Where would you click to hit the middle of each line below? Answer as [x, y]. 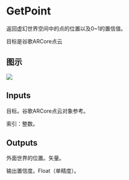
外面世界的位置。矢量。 [35, 158]
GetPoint [29, 11]
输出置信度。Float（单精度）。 [43, 171]
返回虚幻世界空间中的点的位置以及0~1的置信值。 [66, 28]
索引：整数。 [22, 123]
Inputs [19, 95]
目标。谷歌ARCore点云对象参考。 [48, 111]
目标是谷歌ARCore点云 [34, 41]
